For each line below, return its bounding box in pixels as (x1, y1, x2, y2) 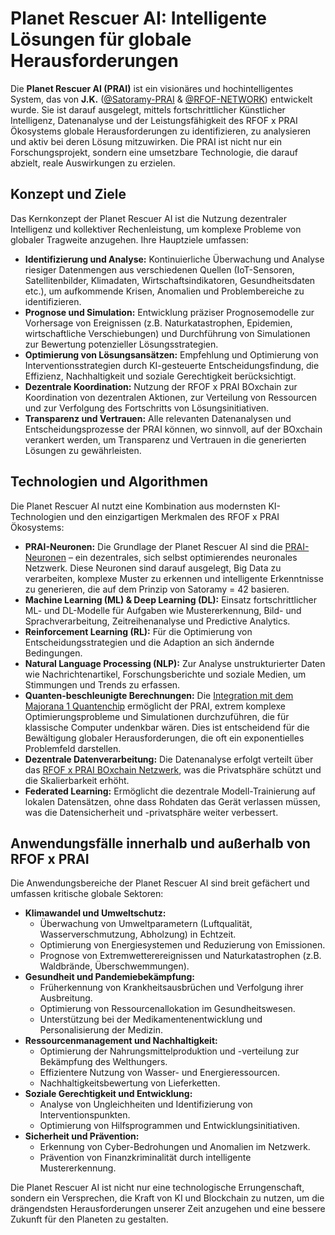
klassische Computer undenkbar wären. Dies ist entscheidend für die (24, 721, 310, 733)
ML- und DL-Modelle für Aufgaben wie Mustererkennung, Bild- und (24, 604, 302, 616)
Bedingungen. (24, 647, 83, 659)
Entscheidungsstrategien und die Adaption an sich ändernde (24, 636, 275, 648)
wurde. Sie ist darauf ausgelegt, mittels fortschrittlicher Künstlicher (10, 103, 286, 116)
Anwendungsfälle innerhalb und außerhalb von (10, 835, 311, 852)
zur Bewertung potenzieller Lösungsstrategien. (24, 338, 219, 350)
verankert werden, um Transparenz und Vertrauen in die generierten (24, 433, 307, 446)
